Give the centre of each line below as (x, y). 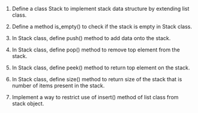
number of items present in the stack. (58, 85)
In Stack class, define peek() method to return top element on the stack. (101, 68)
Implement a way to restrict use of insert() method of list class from (95, 97)
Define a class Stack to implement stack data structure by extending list (100, 9)
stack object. (28, 103)
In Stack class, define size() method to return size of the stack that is (97, 79)
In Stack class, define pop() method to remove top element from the (96, 50)
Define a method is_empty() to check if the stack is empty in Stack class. (102, 27)
